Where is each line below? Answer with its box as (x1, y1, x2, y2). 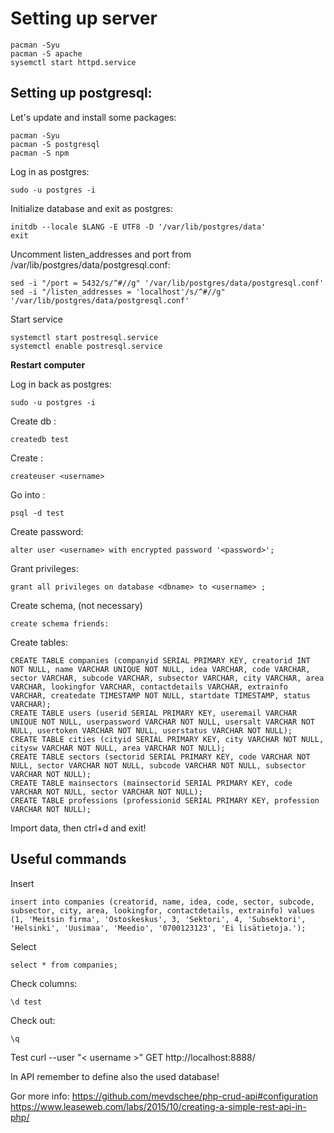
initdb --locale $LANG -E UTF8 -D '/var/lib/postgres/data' (10, 222, 267, 232)
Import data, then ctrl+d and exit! (10, 822, 147, 834)
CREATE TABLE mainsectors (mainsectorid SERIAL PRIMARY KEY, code (10, 778, 293, 788)
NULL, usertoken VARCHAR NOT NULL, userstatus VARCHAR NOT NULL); (10, 725, 293, 736)
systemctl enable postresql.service (10, 341, 163, 351)
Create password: (10, 525, 84, 537)
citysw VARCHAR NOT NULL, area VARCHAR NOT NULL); (10, 743, 226, 753)
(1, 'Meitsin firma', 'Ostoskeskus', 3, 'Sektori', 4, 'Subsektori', (10, 914, 307, 924)
